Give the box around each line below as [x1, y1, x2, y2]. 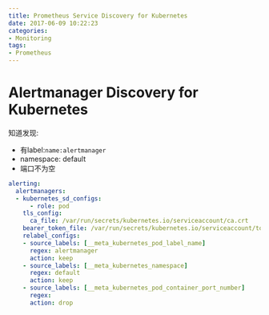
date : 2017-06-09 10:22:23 [8, 19, 98, 27]
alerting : [8, 180, 42, 188]
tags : [8, 42, 26, 50]
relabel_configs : [22, 232, 81, 240]
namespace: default [19, 154, 86, 164]
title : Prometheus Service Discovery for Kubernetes [8, 11, 188, 20]
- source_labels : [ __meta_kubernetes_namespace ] [22, 261, 188, 269]
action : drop [29, 298, 74, 307]
